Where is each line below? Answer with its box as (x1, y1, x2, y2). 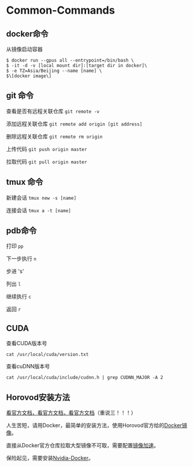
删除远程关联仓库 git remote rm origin (6, 132, 103, 140)
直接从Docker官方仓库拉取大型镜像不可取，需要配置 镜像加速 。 (6, 442, 159, 449)
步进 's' (6, 268, 24, 275)
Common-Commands (6, 4, 115, 17)
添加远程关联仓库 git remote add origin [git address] (6, 120, 143, 127)
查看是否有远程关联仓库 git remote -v (6, 108, 100, 115)
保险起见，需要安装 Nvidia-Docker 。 (6, 455, 94, 462)
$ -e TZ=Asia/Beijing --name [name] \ (6, 68, 102, 74)
